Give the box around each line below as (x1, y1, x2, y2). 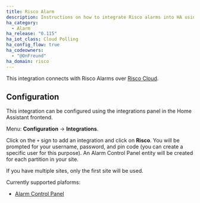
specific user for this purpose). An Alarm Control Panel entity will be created (6, 150, 193, 157)
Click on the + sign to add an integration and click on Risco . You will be (6, 137, 180, 144)
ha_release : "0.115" (6, 31, 58, 37)
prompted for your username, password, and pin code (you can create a (6, 143, 183, 150)
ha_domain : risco (6, 58, 49, 64)
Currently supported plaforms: (6, 179, 81, 186)
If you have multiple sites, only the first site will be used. (6, 167, 144, 175)
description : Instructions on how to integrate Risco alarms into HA (6, 14, 183, 20)
